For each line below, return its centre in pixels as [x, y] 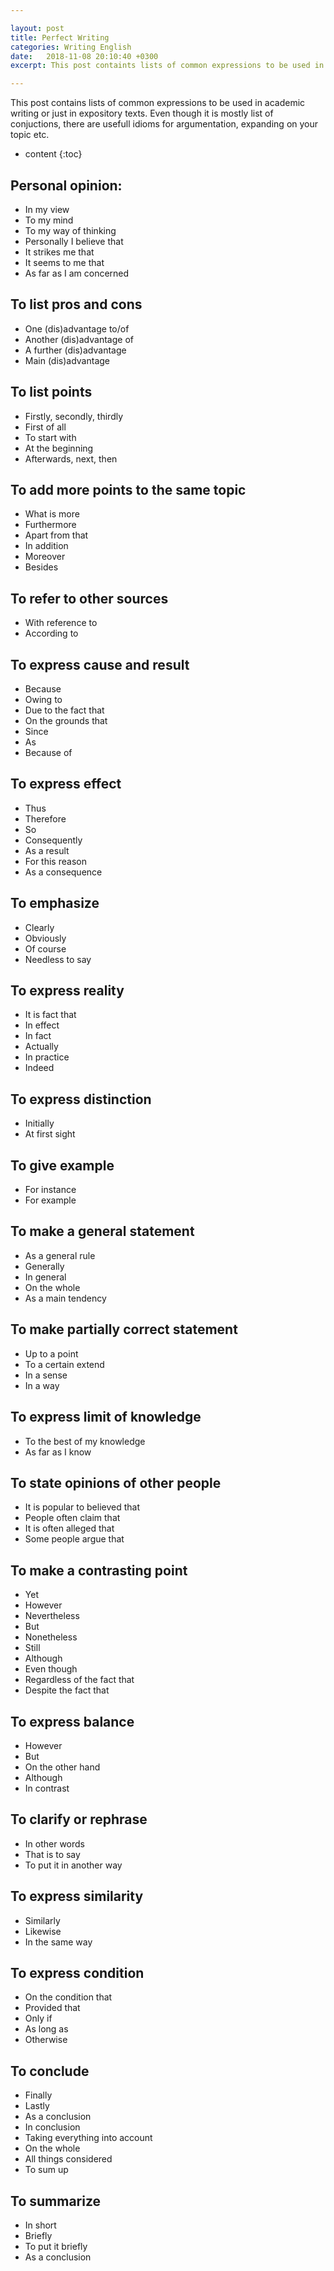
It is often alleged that [69, 1528]
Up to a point [51, 1353]
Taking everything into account [88, 2138]
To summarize [56, 2201]
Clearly [39, 927]
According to [51, 633]
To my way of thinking [70, 230]
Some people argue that [74, 1539]
